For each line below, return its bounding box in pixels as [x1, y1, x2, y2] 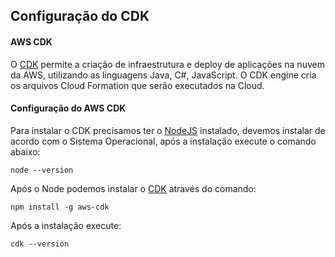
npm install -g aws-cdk [10, 202, 110, 212]
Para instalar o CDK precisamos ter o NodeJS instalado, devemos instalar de [10, 124, 326, 136]
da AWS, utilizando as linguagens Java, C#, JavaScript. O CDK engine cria [10, 69, 317, 81]
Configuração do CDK [10, 8, 150, 25]
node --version [10, 165, 74, 175]
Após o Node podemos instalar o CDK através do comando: [10, 182, 257, 194]
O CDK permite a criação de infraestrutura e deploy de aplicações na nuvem [10, 58, 325, 70]
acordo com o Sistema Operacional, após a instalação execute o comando [10, 135, 317, 147]
